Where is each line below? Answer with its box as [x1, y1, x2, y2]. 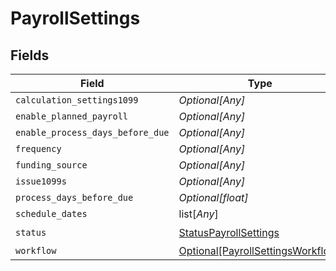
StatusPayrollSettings [178, 225, 280, 239]
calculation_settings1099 [15, 95, 139, 106]
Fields [10, 47, 50, 64]
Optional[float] [178, 191, 249, 204]
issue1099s [15, 176, 67, 187]
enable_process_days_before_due [15, 127, 170, 138]
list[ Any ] [178, 207, 219, 221]
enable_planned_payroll [15, 111, 129, 122]
